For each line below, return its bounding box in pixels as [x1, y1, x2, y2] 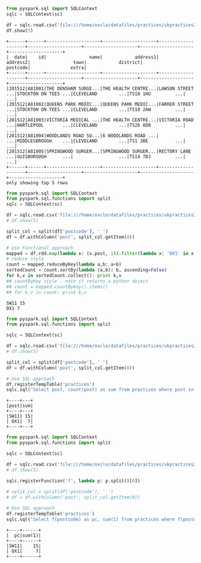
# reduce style [6, 256, 44, 262]
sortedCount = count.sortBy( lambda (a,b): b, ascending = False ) [6, 267, 167, 273]
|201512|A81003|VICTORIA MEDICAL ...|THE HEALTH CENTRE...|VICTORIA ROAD [6, 117, 194, 123]
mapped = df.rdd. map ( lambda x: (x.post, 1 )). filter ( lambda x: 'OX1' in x [6, 250, 194, 257]
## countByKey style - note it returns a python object [6, 278, 148, 284]
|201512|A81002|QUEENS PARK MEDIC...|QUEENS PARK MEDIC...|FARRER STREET [6, 101, 194, 107]
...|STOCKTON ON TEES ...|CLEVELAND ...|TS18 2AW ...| [6, 106, 186, 112]
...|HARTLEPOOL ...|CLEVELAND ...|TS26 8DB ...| [6, 122, 186, 128]
